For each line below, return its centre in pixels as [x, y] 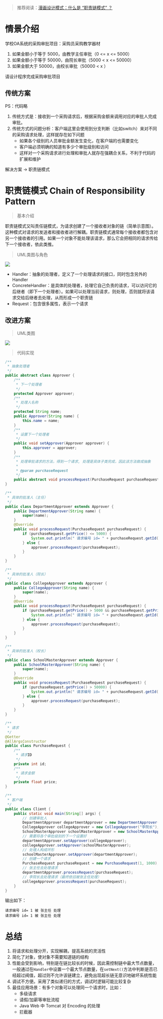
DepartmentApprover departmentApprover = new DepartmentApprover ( [91, 823]
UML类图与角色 [32, 254]
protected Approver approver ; [44, 394]
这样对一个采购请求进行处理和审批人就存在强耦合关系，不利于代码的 [87, 153]
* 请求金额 [25, 773]
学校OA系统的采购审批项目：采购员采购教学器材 [53, 43]
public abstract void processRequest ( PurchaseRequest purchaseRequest [87, 480]
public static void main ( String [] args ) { [57, 813]
